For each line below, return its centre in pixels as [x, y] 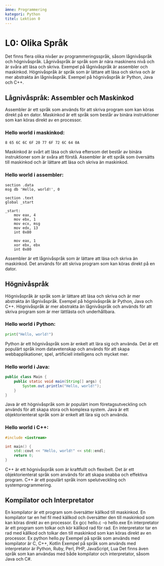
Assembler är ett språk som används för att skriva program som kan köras [80, 110]
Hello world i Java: [27, 366]
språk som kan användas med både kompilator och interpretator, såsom [77, 554]
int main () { [18, 446]
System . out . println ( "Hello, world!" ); [62, 386]
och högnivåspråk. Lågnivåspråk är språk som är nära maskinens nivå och [80, 62]
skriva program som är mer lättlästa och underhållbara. [60, 312]
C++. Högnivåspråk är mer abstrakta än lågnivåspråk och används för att [79, 306]
